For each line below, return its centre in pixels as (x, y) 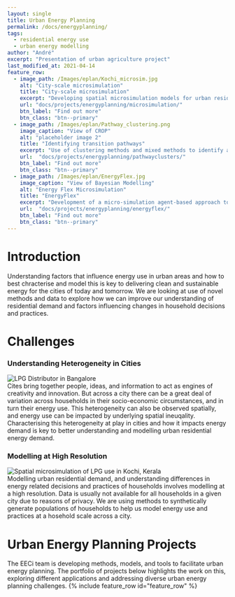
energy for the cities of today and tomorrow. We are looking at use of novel (115, 290)
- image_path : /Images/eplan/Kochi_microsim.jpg (86, 79)
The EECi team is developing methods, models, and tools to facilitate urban (115, 563)
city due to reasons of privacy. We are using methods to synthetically (107, 501)
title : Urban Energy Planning (51, 20)
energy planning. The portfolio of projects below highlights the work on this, (116, 571)
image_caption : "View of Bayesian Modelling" (87, 183)
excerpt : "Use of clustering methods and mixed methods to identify (122, 150)
